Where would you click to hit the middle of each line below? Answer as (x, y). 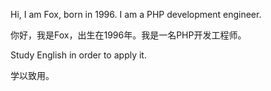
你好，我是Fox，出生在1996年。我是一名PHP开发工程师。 (128, 35)
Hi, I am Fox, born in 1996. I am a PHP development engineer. (136, 14)
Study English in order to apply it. (78, 55)
